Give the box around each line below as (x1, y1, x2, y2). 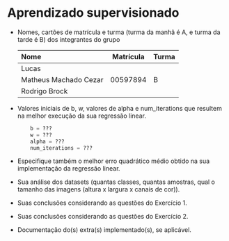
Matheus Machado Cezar (20, 75, 104, 84)
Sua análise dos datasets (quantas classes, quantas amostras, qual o (17, 178, 216, 186)
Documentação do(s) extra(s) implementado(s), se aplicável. (17, 226, 191, 234)
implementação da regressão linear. (17, 164, 120, 173)
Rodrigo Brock (20, 86, 68, 95)
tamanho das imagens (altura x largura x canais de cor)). (17, 185, 180, 194)
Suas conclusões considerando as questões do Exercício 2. (17, 212, 189, 221)
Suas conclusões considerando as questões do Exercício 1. (17, 199, 187, 207)
